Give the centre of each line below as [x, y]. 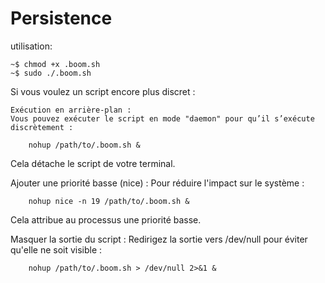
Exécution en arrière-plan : [71, 110]
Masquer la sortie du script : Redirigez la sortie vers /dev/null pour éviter [159, 239]
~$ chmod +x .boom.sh [55, 64]
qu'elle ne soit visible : [56, 249]
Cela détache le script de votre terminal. [93, 163]
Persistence [61, 18]
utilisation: [31, 46]
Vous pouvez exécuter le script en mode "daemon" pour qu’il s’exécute [162, 118]
